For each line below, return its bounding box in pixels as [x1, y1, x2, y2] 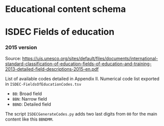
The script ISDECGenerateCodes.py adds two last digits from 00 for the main [5, 111, 158, 117]
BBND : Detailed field [12, 101, 51, 107]
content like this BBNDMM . [5, 116, 54, 122]
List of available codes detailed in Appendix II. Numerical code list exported [5, 76, 160, 82]
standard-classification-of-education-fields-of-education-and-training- [5, 61, 152, 67]
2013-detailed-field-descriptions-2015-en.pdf [5, 66, 99, 72]
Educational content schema [5, 3, 126, 15]
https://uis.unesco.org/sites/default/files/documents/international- [22, 55, 158, 61]
